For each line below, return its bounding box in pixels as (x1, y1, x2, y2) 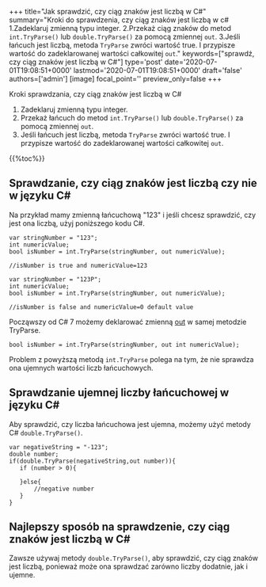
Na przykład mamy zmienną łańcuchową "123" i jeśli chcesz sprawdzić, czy (9, 210, 256, 219)
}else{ (19, 478, 42, 486)
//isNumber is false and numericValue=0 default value (9, 303, 194, 311)
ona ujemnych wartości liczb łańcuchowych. (9, 363, 154, 372)
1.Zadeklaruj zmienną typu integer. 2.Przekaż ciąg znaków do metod (9, 24, 232, 32)
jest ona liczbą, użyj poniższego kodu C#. (9, 218, 146, 228)
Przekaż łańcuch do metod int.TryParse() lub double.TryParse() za (20, 113, 244, 122)
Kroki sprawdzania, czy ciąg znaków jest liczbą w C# (9, 90, 182, 98)
